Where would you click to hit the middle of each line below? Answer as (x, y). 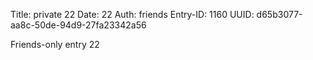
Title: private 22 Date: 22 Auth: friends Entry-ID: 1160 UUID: (132, 14)
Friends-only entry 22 (55, 44)
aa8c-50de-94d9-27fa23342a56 (78, 25)
